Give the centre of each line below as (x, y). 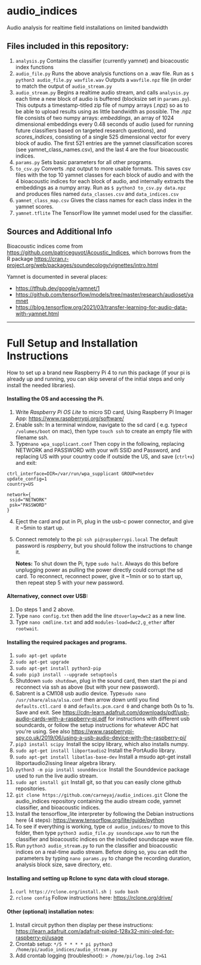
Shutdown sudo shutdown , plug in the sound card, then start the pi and (101, 681)
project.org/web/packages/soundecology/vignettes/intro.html (83, 265)
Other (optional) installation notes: (50, 911)
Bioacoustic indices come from (45, 246)
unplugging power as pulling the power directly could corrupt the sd (99, 570)
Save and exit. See (38, 713)
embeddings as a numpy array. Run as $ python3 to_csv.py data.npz (101, 187)
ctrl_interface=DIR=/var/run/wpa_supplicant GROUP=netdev (80, 474)
